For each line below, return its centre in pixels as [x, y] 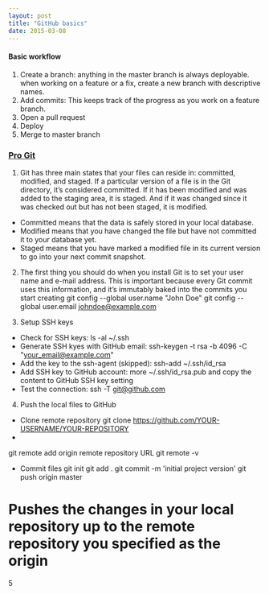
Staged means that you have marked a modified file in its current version [140, 248]
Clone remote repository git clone [75, 420]
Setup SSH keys [47, 322]
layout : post [30, 16]
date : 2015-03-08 [37, 31]
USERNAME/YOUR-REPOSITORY [74, 428]
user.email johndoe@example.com [100, 306]
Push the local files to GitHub [68, 404]
